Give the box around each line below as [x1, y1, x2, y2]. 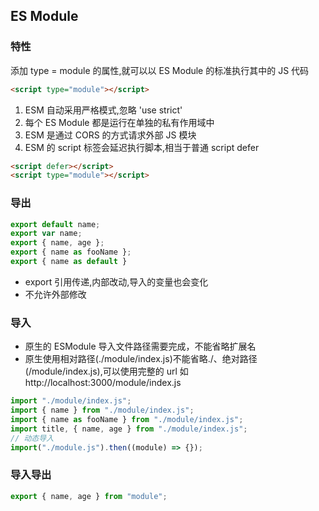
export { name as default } [10, 257, 128, 267]
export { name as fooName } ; [10, 247, 132, 258]
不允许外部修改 [24, 288, 87, 300]
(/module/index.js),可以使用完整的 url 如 [24, 365, 189, 378]
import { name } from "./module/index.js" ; [10, 405, 195, 416]
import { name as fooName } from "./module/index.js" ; [10, 415, 244, 425]
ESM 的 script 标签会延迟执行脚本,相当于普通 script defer [24, 141, 260, 153]
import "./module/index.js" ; [10, 396, 132, 406]
